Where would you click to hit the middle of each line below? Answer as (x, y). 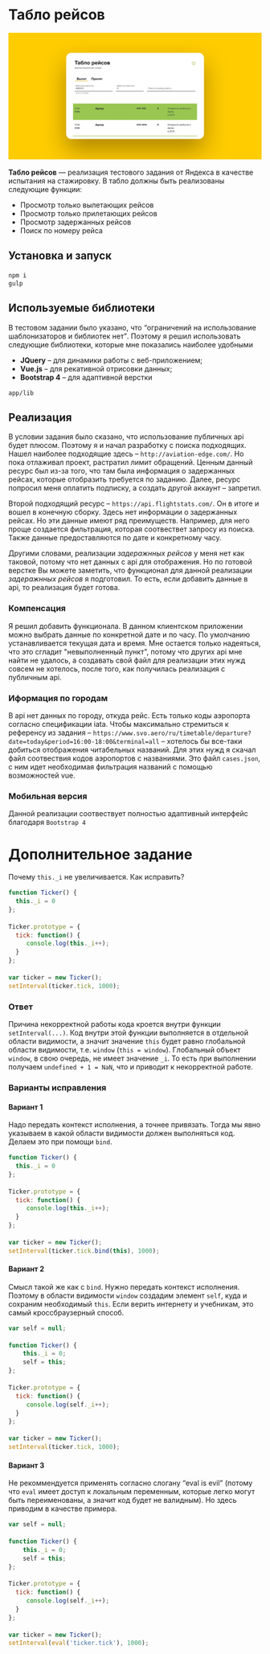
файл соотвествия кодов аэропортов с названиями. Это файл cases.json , (135, 758)
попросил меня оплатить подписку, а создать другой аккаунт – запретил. (135, 488)
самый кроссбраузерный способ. (66, 1312)
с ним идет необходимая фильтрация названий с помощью (110, 766)
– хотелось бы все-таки (202, 741)
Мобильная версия (48, 796)
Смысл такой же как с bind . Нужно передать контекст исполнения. (124, 1287)
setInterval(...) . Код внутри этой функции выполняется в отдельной (129, 1032)
